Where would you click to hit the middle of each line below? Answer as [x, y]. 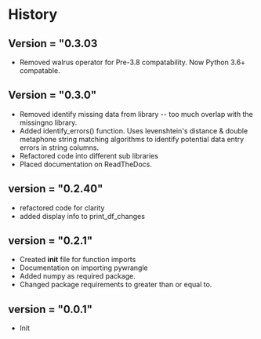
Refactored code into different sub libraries [89, 155]
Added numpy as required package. [77, 276]
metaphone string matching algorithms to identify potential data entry [132, 139]
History [33, 15]
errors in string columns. [59, 148]
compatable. [40, 71]
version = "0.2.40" [56, 189]
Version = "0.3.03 [53, 44]
